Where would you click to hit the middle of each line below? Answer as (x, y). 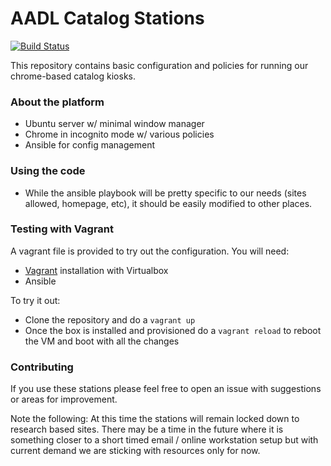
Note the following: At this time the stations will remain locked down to (155, 419)
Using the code (48, 171)
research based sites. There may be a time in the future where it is (147, 429)
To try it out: (35, 300)
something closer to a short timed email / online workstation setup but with (164, 440)
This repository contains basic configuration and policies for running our (159, 65)
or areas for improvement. (64, 399)
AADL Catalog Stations (107, 18)
